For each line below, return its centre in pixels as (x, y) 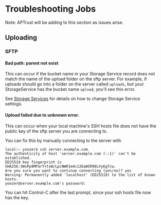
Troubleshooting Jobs (51, 9)
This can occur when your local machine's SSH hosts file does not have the (81, 126)
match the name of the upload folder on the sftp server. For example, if (76, 79)
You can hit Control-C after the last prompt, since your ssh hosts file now (78, 192)
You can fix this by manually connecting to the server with (63, 140)
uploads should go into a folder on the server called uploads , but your (75, 84)
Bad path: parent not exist (32, 63)
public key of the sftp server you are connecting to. (56, 131)
